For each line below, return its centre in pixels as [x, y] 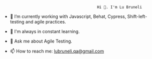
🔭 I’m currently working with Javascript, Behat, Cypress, [68, 16]
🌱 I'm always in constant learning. [45, 31]
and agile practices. [46, 22]
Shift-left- [137, 16]
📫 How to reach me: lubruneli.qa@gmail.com [57, 51]
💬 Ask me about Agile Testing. [41, 41]
